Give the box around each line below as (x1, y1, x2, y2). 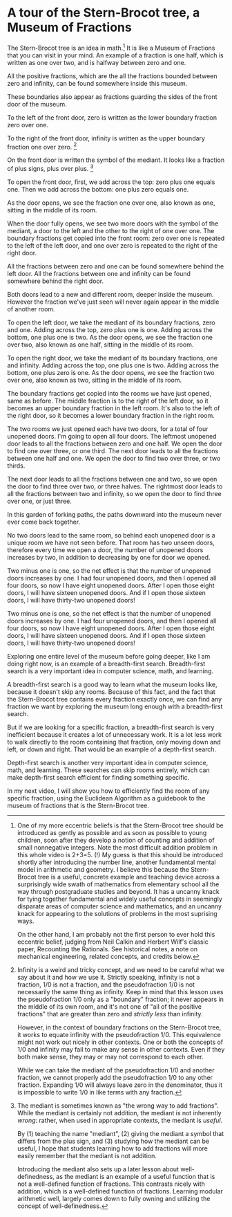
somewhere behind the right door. (7, 277, 104, 285)
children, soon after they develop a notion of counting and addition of (17, 836, 215, 844)
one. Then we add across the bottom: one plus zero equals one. (7, 185, 189, 193)
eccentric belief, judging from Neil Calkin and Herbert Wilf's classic (17, 937, 209, 946)
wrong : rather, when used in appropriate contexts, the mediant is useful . (17, 1116, 223, 1124)
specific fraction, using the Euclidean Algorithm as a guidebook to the (7, 794, 206, 802)
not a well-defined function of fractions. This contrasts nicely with (17, 1180, 206, 1188)
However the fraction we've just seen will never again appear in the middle (7, 298, 220, 306)
